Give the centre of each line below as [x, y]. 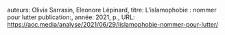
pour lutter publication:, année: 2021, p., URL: [71, 17]
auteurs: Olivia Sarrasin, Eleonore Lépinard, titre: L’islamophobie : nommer [112, 10]
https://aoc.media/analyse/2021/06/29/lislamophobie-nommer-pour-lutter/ [113, 24]
